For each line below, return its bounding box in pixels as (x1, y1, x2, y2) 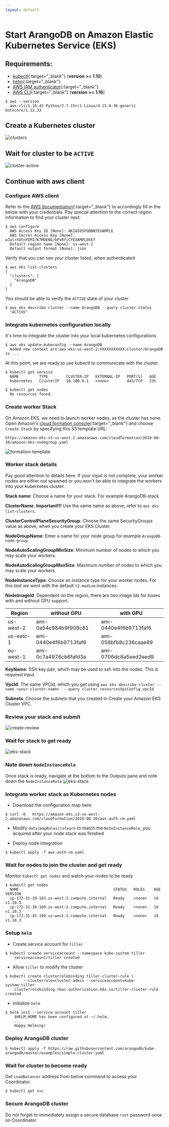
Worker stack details (5, 461, 57, 468)
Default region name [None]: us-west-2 (10, 242, 94, 247)
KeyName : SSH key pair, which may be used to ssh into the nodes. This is (5, 666, 158, 672)
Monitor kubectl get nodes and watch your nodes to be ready (5, 873, 133, 879)
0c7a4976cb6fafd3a (36, 653, 87, 660)
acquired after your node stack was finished (12, 831, 104, 837)
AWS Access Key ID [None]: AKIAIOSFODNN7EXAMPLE (10, 228, 114, 233)
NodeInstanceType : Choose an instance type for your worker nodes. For (5, 577, 157, 583)
